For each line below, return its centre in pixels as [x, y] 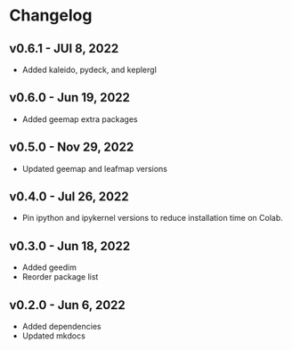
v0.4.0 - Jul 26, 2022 [69, 197]
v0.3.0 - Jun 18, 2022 [70, 246]
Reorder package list [60, 277]
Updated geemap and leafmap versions [94, 168]
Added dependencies [61, 327]
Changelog [51, 16]
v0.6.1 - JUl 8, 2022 [64, 49]
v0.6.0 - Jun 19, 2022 [70, 98]
